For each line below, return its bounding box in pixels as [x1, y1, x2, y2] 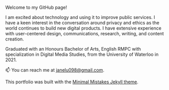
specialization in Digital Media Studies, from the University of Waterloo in [5, 51, 159, 57]
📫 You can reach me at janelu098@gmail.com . [5, 67, 105, 73]
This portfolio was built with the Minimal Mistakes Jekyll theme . [5, 79, 139, 85]
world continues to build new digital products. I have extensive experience [5, 25, 162, 31]
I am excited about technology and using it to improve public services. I [5, 14, 155, 20]
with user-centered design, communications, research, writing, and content [5, 31, 164, 36]
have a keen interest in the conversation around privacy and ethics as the [5, 20, 160, 26]
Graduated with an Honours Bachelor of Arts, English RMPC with [5, 46, 141, 52]
